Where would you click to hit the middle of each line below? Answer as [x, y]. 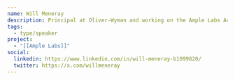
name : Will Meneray [36, 14]
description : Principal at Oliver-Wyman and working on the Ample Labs [114, 20]
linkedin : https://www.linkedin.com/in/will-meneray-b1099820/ [107, 59]
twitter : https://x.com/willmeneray [67, 65]
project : [20, 40]
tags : [15, 26]
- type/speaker [36, 33]
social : [19, 53]
